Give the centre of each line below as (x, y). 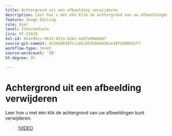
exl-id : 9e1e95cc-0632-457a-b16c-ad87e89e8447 (56, 39)
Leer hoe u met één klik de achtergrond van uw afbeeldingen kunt (75, 113)
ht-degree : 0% (20, 58)
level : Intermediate (27, 29)
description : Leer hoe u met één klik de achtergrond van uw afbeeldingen (87, 15)
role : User (17, 24)
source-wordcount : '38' (31, 53)
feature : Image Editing (31, 20)
